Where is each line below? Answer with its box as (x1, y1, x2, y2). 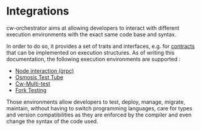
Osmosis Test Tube (15, 73, 64, 81)
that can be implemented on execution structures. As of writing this (6, 49, 175, 56)
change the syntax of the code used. (6, 117, 98, 125)
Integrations (6, 4, 70, 18)
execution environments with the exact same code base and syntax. (6, 30, 177, 38)
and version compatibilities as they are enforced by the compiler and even (6, 111, 192, 118)
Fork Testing (15, 86, 47, 93)
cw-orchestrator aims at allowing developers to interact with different (6, 24, 180, 32)
